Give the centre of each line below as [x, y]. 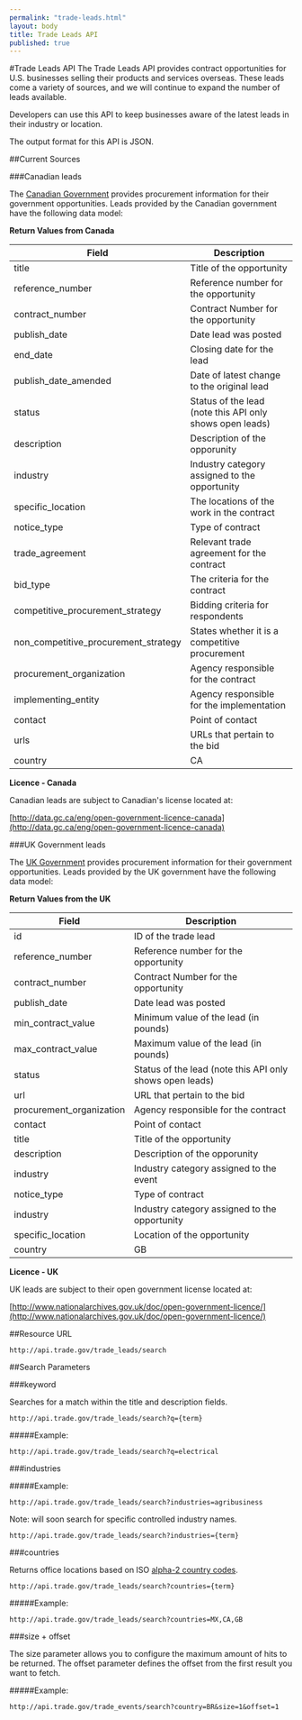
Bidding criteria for [230, 605]
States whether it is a [234, 631]
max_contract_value [56, 1049]
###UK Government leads [58, 845]
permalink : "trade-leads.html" [68, 18]
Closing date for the [232, 350]
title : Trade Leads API [54, 34]
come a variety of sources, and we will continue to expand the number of [145, 87]
